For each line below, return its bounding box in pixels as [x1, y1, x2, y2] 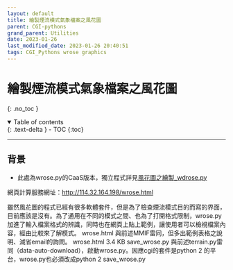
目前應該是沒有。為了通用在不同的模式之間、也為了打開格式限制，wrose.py [7, 211, 222, 219]
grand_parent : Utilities [7, 29, 79, 37]
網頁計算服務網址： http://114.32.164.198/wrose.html [7, 188, 154, 196]
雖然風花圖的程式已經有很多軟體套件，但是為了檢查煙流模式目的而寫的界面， [7, 203, 226, 211]
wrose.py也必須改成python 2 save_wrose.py [19, 255, 146, 263]
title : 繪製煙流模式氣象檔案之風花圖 [7, 17, 102, 24]
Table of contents [13, 117, 64, 126]
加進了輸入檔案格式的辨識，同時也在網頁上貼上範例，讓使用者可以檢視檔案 [7, 220, 220, 228]
